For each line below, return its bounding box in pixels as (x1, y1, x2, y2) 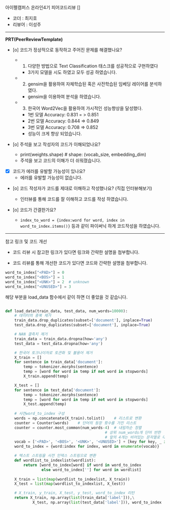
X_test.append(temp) (23, 402, 67, 407)
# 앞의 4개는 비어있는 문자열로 (105, 435, 160, 440)
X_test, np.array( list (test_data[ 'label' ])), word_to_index (32, 500, 162, 505)
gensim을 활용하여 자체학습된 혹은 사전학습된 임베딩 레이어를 (27, 81, 149, 87)
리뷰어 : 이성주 (12, 22, 41, 27)
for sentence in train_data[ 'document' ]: (14, 360, 103, 365)
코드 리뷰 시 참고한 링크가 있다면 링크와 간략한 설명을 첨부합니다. (12, 249, 140, 256)
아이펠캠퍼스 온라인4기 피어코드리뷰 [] (5, 5, 81, 10)
